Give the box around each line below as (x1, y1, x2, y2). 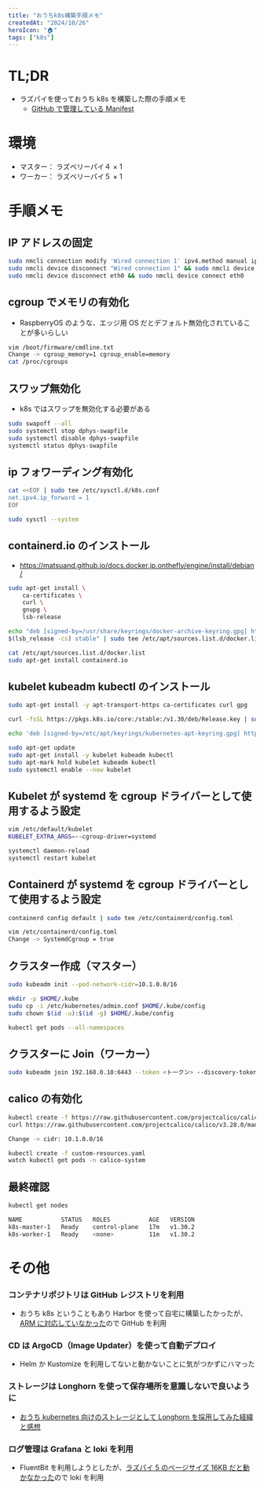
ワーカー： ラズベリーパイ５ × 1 (19, 172, 123, 182)
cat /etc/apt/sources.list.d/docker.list (8, 649, 146, 657)
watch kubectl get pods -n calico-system (8, 1157, 146, 1164)
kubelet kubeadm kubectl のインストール (8, 680, 211, 693)
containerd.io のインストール (8, 539, 150, 552)
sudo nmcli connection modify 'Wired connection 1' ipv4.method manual (8, 257, 247, 266)
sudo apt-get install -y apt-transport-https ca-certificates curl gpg (8, 701, 247, 710)
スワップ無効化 (8, 382, 81, 395)
